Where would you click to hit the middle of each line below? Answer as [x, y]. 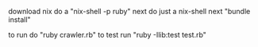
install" [19, 20]
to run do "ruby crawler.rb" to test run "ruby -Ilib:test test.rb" [107, 35]
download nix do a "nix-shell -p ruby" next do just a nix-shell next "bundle [129, 11]
